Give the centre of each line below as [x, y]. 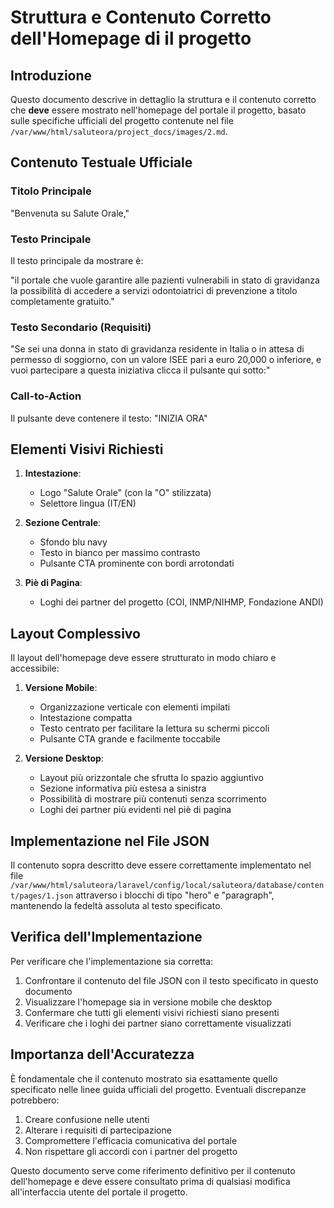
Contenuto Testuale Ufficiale [101, 162]
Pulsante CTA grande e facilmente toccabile [130, 739]
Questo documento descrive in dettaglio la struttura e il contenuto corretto [163, 99]
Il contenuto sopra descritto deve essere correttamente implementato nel [161, 865]
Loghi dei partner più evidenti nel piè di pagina [135, 810]
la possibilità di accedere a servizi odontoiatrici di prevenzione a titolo [154, 290]
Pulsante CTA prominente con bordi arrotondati [137, 563]
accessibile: [35, 668]
